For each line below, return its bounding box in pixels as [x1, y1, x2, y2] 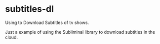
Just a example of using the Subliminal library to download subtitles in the [5, 29, 156, 35]
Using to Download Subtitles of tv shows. [5, 20, 89, 25]
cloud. [5, 34, 18, 40]
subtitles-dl [5, 3, 54, 15]
